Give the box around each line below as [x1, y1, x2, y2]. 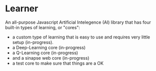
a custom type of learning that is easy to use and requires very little [12, 34, 150, 40]
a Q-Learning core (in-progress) [12, 50, 78, 56]
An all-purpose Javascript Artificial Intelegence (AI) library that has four [5, 19, 151, 25]
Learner [5, 3, 39, 14]
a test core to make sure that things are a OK [12, 60, 104, 66]
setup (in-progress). [12, 39, 53, 45]
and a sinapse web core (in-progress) [12, 55, 90, 61]
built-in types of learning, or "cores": [5, 24, 80, 30]
